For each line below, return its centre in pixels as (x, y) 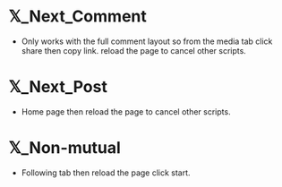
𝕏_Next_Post (58, 87)
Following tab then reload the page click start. (106, 173)
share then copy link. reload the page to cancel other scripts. (134, 50)
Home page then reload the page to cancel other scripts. (126, 111)
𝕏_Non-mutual (65, 148)
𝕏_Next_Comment (77, 17)
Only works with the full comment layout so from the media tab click (147, 41)
